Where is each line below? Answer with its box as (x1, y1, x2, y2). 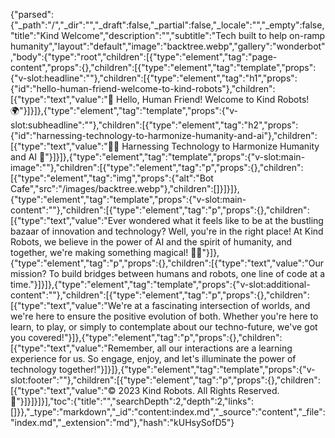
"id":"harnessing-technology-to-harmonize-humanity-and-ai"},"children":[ (10, 130, 318, 141)
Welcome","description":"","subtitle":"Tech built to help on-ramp (61, 30, 326, 41)
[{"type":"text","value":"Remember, (10, 342, 155, 354)
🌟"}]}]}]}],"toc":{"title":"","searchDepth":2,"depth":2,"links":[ (10, 395, 255, 407)
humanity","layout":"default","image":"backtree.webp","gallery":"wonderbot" (10, 40, 326, 52)
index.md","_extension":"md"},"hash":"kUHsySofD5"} (10, 417, 235, 428)
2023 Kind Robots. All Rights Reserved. (118, 385, 280, 396)
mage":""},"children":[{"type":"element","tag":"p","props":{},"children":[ (10, 162, 304, 173)
